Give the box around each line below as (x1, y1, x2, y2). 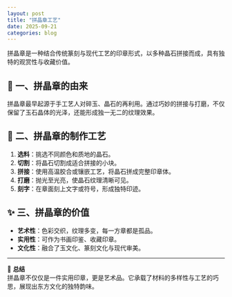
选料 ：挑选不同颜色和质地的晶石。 (17, 150, 115, 158)
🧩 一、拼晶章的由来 (7, 80, 88, 92)
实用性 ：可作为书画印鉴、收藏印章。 (17, 235, 121, 243)
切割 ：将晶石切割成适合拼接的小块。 (17, 158, 121, 166)
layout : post (7, 10, 45, 17)
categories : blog (7, 29, 57, 37)
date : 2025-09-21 (7, 23, 57, 30)
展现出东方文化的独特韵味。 (19, 282, 98, 290)
